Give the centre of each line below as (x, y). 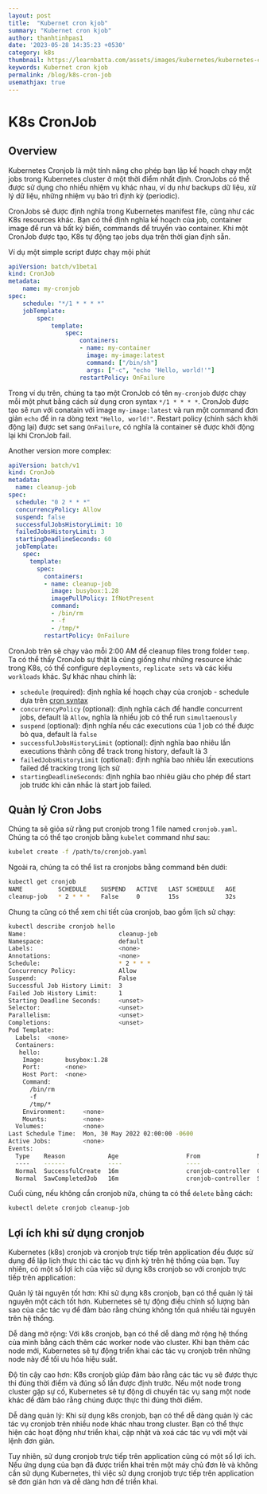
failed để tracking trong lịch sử (70, 768)
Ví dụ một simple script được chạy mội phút (79, 252)
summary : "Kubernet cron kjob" (60, 30)
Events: (21, 1149)
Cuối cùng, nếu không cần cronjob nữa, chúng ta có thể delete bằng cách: (130, 1194)
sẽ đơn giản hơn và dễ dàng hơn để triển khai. (83, 1482)
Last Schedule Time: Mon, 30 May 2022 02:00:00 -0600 (101, 1134)
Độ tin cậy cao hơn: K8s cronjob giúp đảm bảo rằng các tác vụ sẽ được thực (133, 1374)
